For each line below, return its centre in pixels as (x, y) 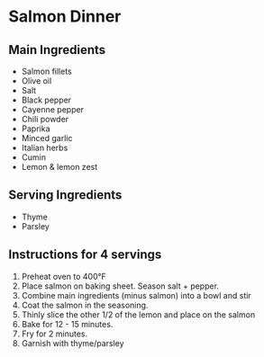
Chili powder (45, 119)
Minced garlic (47, 138)
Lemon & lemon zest (59, 167)
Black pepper (46, 100)
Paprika (36, 129)
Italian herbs (45, 147)
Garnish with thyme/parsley (73, 343)
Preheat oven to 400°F (64, 276)
